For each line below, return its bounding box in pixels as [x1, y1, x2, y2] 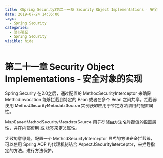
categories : [5, 25, 29, 30]
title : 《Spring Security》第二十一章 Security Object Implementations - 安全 [5, 7, 158, 12]
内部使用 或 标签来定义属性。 [21, 125, 80, 131]
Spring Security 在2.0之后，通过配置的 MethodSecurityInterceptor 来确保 [5, 90, 151, 96]
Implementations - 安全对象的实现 [5, 73, 143, 84]
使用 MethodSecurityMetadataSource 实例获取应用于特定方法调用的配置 [5, 103, 149, 108]
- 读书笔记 [9, 30, 29, 35]
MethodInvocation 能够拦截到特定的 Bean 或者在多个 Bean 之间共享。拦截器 [5, 96, 157, 102]
